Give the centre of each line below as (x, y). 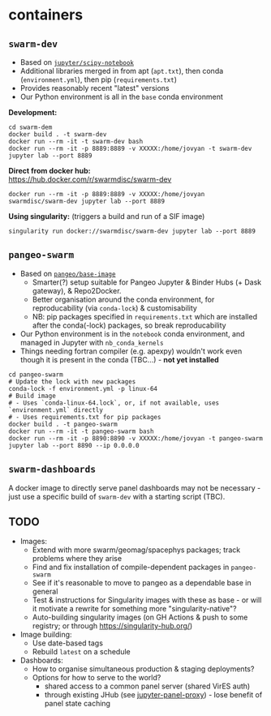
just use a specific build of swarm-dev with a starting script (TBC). (117, 496)
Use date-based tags (68, 643)
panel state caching (77, 704)
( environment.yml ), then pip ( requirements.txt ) (98, 79)
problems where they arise (77, 559)
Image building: (46, 635)
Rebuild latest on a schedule (82, 652)
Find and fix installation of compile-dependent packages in (131, 567)
